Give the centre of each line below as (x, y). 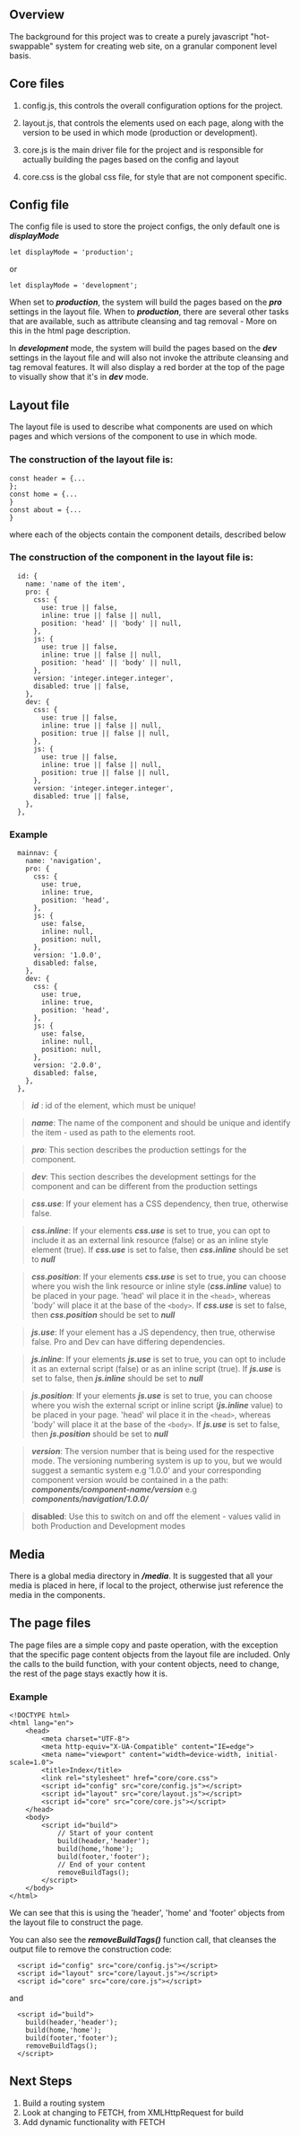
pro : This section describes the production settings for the (139, 1150)
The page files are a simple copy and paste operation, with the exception (144, 1645)
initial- (262, 1755)
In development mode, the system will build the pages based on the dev (143, 349)
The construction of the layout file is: (91, 460)
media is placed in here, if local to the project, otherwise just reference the (146, 1585)
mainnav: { (38, 853)
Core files (37, 84)
